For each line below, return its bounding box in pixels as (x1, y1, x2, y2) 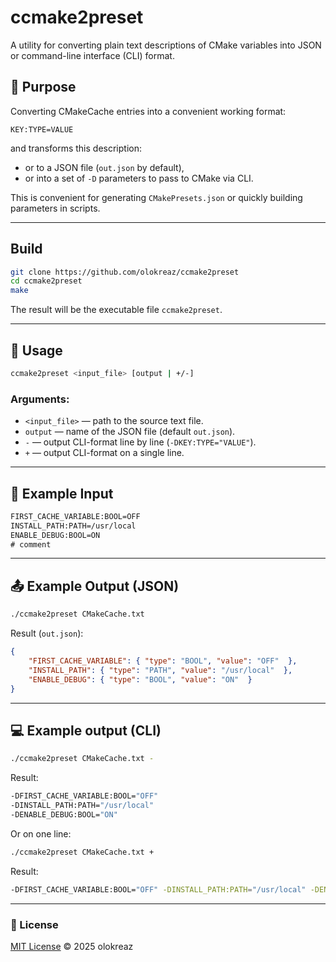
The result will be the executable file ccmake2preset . (10, 304, 223, 316)
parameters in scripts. (10, 202, 101, 214)
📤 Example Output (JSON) (10, 577, 180, 595)
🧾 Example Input (10, 485, 114, 502)
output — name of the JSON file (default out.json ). (24, 426, 236, 438)
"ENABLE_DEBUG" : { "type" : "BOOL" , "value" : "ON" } (28, 674, 253, 685)
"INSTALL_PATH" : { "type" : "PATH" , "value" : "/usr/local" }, (28, 665, 293, 675)
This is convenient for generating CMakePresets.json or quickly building (10, 191, 303, 203)
